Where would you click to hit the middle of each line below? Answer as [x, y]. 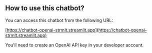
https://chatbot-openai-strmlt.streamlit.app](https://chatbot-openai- [77, 30]
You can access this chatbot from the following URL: [59, 20]
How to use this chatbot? [45, 8]
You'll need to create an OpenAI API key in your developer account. [74, 45]
